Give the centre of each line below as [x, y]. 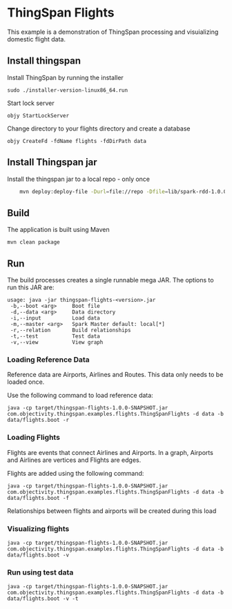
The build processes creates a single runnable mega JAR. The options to [110, 280]
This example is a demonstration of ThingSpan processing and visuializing [113, 32]
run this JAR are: [31, 287]
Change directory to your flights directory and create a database [99, 128]
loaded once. [26, 382]
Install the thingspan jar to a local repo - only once [79, 179]
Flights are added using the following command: [76, 473]
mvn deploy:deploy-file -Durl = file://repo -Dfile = [94, 191]
